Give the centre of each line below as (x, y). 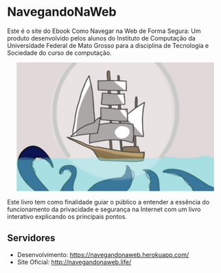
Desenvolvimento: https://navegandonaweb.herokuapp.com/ (103, 254)
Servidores (31, 238)
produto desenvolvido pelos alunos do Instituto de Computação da (101, 38)
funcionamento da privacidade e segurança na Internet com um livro (104, 209)
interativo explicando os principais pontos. (67, 216)
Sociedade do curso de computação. (59, 53)
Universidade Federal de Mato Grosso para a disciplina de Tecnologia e (108, 45)
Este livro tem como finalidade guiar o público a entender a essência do (108, 202)
